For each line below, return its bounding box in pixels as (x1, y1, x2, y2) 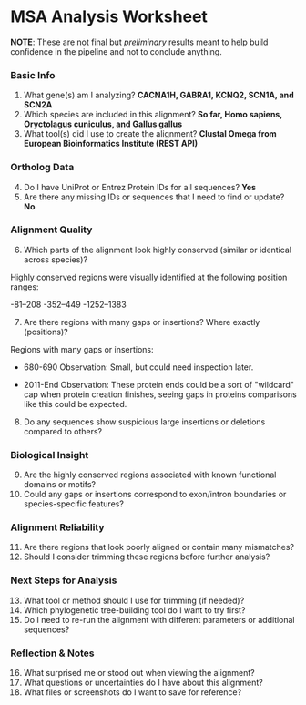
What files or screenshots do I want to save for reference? (23, 687, 242, 698)
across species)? (23, 253, 88, 265)
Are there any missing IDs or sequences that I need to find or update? (23, 191, 285, 202)
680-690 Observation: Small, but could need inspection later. (23, 362, 254, 373)
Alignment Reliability (10, 521, 105, 534)
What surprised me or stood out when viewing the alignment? (23, 668, 255, 679)
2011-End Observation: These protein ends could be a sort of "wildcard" (23, 379, 295, 390)
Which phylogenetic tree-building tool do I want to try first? (23, 604, 246, 616)
